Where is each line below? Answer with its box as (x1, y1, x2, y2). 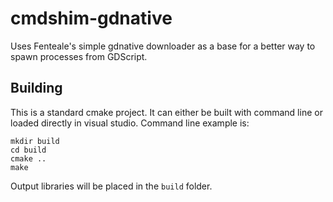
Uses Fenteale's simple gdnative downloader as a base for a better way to (10, 40, 316, 52)
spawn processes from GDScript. (10, 50, 148, 62)
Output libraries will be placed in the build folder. (10, 180, 213, 192)
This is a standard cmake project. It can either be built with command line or (10, 106, 323, 118)
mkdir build (10, 136, 60, 146)
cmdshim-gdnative (10, 7, 173, 30)
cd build (10, 145, 47, 155)
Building (10, 80, 63, 97)
